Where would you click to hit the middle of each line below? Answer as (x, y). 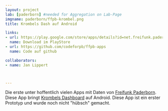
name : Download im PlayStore (40, 42)
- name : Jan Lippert (27, 65)
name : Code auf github (33, 51)
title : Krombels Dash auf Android (41, 24)
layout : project (22, 10)
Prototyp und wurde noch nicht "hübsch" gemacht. (58, 103)
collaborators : (21, 60)
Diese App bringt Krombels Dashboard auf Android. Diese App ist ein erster (83, 97)
